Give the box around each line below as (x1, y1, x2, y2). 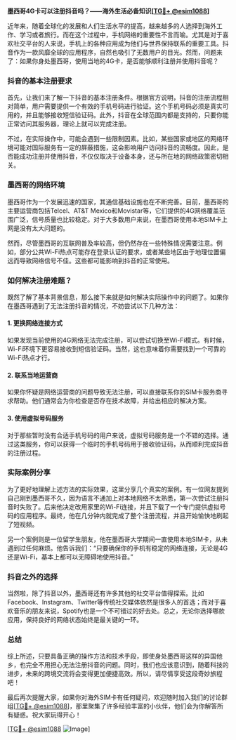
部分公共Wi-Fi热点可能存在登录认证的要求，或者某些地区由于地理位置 (19, 247, 220, 256)
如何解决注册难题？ (7, 275, 72, 285)
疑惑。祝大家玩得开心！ (13, 711, 81, 719)
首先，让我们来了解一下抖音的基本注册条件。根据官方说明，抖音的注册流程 (7, 93, 223, 102)
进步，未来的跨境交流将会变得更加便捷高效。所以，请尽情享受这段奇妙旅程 (7, 670, 223, 678)
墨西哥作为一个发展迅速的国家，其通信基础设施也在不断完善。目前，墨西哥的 (7, 197, 229, 206)
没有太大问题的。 (19, 224, 69, 232)
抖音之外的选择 (7, 571, 58, 581)
